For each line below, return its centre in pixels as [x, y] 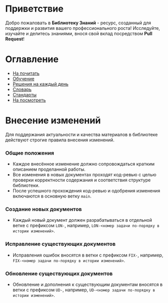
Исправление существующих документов [60, 244]
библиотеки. [26, 185]
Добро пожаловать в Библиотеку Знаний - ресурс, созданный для [78, 23]
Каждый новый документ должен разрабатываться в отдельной [82, 220]
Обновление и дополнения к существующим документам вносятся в [88, 284]
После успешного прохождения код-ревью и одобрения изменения [86, 191]
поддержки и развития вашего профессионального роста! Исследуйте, [83, 28]
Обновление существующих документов [59, 273]
